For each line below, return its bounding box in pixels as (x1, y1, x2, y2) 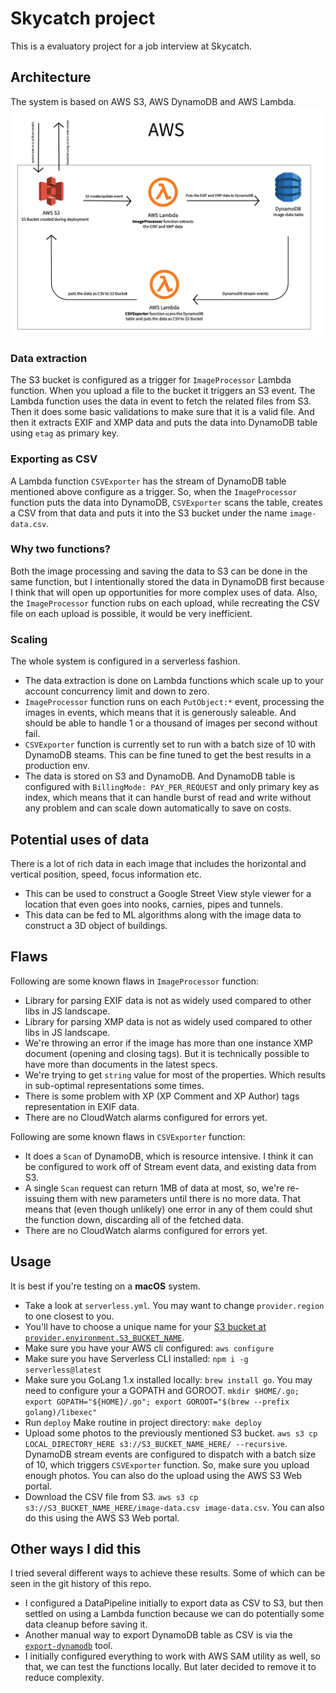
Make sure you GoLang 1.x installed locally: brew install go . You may (24, 1373, 313, 1386)
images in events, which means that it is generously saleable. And (24, 707, 297, 719)
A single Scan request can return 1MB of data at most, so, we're (24, 1182, 285, 1194)
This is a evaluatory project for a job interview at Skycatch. (10, 40, 253, 52)
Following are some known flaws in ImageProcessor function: (10, 975, 259, 987)
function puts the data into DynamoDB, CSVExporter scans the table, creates (10, 496, 323, 508)
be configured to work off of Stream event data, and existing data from (24, 1160, 317, 1172)
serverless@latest (24, 1365, 102, 1375)
